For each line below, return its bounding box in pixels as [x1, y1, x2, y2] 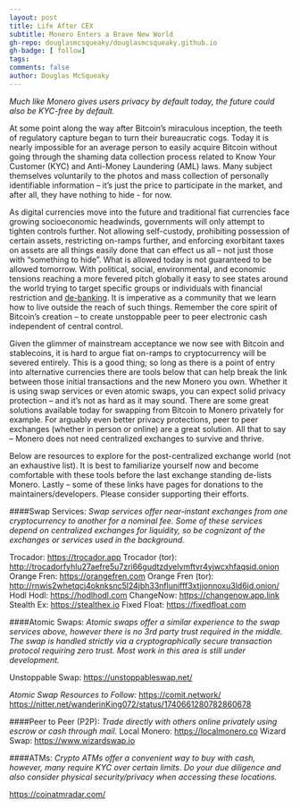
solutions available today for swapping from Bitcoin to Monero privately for [9, 404, 284, 415]
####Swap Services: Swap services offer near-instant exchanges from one [9, 506, 288, 516]
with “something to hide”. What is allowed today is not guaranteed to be [9, 254, 272, 265]
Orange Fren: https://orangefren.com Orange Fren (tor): [9, 570, 214, 582]
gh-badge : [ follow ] [9, 47, 87, 55]
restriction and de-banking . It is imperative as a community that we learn [9, 292, 277, 302]
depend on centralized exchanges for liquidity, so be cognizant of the [9, 524, 266, 535]
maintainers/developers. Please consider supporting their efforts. [9, 489, 249, 499]
